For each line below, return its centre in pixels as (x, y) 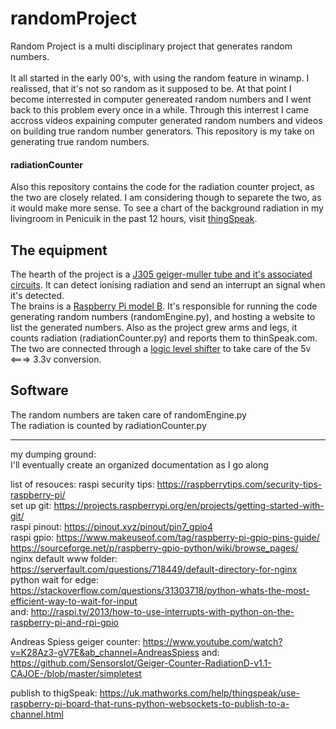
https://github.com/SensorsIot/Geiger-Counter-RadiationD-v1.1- (141, 663)
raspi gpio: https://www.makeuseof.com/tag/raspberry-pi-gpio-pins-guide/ (165, 537)
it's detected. (37, 295)
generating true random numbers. (80, 141)
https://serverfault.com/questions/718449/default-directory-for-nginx (154, 569)
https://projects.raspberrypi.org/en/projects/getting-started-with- (189, 505)
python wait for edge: (54, 579)
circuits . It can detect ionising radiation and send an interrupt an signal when (168, 284)
